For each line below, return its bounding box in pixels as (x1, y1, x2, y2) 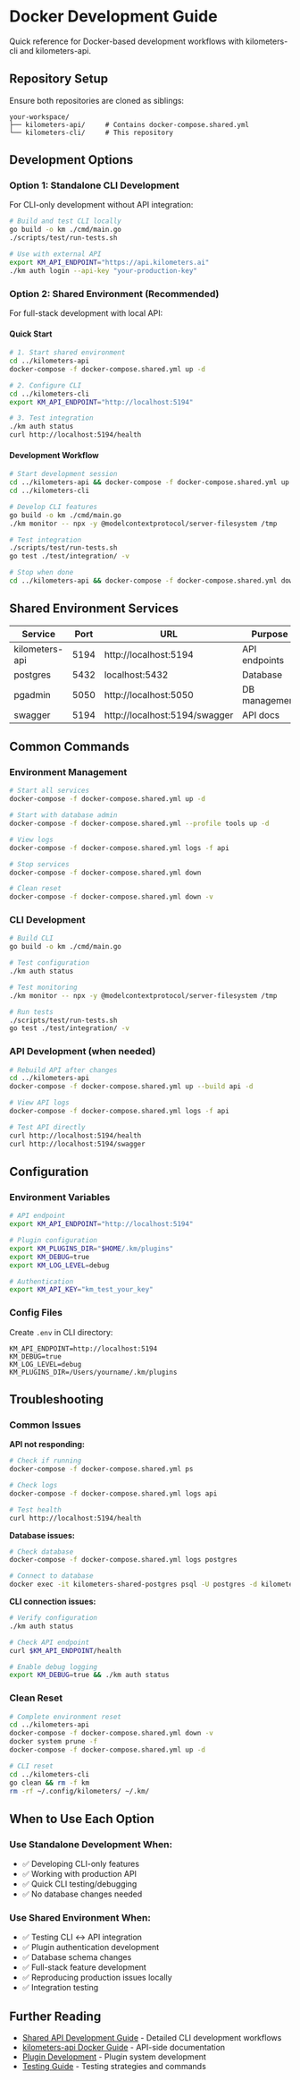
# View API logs (9, 1098, 70, 1107)
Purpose (251, 627, 288, 640)
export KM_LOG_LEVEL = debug (9, 1260, 110, 1270)
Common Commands (9, 739, 129, 754)
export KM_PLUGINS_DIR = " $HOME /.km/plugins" (9, 1244, 174, 1253)
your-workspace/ (9, 112, 70, 122)
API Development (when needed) (9, 1045, 156, 1058)
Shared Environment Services (9, 601, 179, 617)
